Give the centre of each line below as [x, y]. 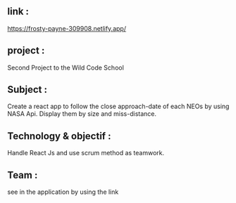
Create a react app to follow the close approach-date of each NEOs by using [118, 106]
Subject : [27, 90]
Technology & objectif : [59, 136]
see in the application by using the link [63, 192]
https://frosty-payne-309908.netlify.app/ [67, 28]
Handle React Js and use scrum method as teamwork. [86, 153]
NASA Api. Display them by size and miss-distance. [82, 114]
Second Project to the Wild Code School [66, 67]
